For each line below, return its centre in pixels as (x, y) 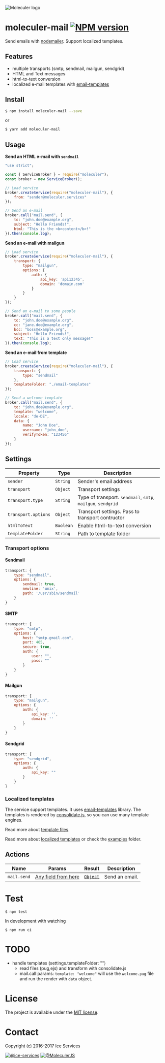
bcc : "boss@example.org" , (41, 329)
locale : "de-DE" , (32, 416)
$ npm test (16, 912)
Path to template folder (104, 533)
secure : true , (37, 647)
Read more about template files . (37, 829)
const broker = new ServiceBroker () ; (44, 179)
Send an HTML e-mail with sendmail (42, 157)
